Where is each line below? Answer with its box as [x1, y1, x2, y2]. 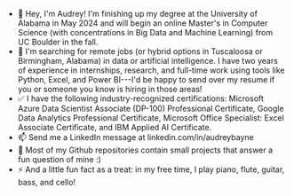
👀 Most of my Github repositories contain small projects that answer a [17, 145, 274, 155]
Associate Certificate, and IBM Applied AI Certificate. [17, 122, 212, 132]
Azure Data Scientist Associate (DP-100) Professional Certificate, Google [17, 103, 284, 114]
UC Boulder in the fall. [17, 36, 99, 47]
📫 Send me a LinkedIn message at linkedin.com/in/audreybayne [17, 132, 255, 142]
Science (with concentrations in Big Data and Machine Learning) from [17, 27, 274, 37]
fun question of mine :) [17, 154, 102, 164]
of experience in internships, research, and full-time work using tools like [17, 65, 286, 75]
